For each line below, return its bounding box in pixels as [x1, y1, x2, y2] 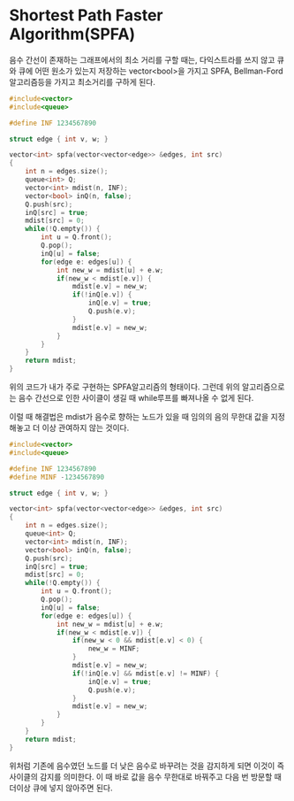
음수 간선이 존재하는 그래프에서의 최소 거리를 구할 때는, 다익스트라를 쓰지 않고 [9, 54, 275, 65]
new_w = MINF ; [87, 644, 140, 653]
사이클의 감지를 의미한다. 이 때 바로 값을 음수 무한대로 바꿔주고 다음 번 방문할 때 [9, 771, 283, 782]
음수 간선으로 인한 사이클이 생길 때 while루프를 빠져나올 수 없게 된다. [18, 393, 254, 404]
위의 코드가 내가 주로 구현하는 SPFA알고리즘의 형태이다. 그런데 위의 [9, 381, 240, 392]
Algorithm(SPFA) [9, 24, 136, 44]
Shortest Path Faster [9, 5, 163, 26]
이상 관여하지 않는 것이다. [41, 422, 130, 434]
